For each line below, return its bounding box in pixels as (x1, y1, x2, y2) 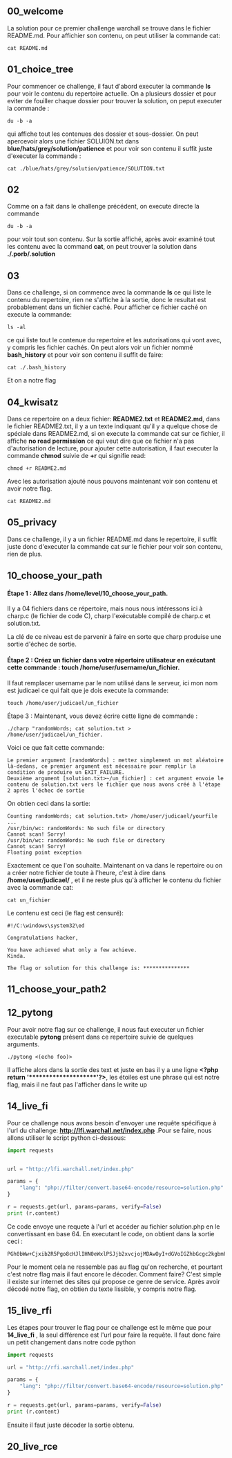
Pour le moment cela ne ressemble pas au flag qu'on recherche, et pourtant (7, 1263, 223, 1271)
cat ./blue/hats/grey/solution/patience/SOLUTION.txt (7, 165, 166, 172)
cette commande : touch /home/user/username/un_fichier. (7, 663, 180, 671)
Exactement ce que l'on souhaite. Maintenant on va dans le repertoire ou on (7, 861, 223, 869)
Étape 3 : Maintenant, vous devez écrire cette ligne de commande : (7, 712, 198, 720)
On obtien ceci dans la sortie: (7, 799, 91, 807)
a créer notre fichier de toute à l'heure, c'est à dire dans (7, 868, 166, 877)
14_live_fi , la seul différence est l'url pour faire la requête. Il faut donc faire (7, 1330, 221, 1339)
